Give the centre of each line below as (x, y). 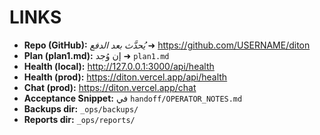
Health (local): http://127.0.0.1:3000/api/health (119, 66)
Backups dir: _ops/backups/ (81, 108)
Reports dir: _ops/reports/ (79, 119)
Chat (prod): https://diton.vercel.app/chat (110, 87)
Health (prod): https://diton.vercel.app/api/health (125, 77)
